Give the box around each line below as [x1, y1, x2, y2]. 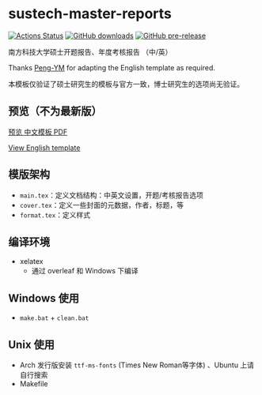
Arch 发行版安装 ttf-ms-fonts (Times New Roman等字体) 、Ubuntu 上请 [19, 360, 255, 370]
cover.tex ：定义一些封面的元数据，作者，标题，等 [19, 200, 184, 209]
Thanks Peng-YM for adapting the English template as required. [8, 62, 216, 72]
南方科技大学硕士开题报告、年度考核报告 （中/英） [8, 47, 173, 56]
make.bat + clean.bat [19, 313, 89, 322]
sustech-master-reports [8, 5, 172, 23]
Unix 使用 [8, 337, 55, 352]
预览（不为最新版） [8, 104, 102, 118]
